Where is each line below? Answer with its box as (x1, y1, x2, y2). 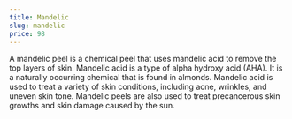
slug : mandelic (9, 21, 65, 30)
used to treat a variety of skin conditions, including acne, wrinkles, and (9, 81, 267, 93)
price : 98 (9, 29, 46, 38)
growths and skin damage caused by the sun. (9, 100, 175, 111)
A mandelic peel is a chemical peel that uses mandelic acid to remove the (9, 54, 277, 64)
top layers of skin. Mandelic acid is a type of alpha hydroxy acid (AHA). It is (9, 63, 283, 73)
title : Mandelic (9, 12, 69, 22)
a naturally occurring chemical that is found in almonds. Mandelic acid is (9, 72, 273, 83)
